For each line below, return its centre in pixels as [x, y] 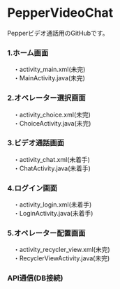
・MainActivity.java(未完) [49, 78]
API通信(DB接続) [35, 279]
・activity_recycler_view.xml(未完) [61, 250]
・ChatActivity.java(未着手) [52, 168]
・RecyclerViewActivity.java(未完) [61, 258]
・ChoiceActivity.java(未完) [52, 123]
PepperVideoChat [60, 13]
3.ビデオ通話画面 [36, 143]
